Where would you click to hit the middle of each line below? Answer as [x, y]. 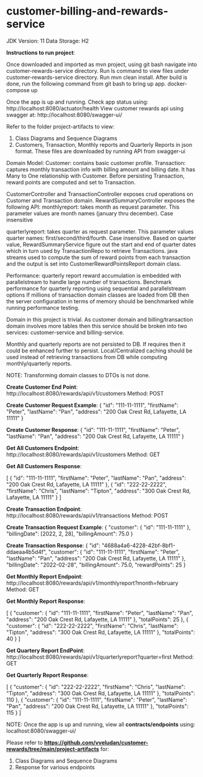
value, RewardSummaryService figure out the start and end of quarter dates [101, 244]
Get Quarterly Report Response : [48, 675]
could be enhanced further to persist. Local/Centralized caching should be [99, 351]
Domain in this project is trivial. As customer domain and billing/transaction [100, 319]
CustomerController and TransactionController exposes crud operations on [100, 194]
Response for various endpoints [55, 767]
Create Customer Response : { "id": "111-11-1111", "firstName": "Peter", [93, 429]
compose [18, 90]
